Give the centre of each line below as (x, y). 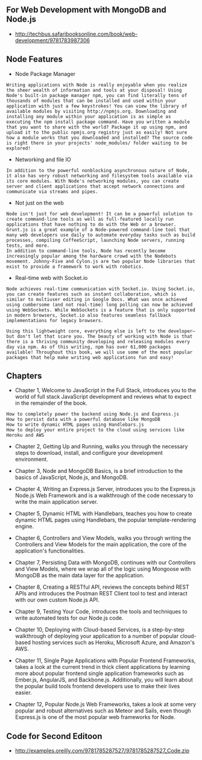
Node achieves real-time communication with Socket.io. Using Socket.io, (101, 289)
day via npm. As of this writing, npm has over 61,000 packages (89, 347)
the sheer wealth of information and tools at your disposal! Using (94, 90)
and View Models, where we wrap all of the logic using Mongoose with (103, 569)
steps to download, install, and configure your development (89, 453)
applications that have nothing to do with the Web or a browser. (91, 224)
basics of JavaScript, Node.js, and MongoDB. (71, 477)
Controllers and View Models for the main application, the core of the (101, 545)
